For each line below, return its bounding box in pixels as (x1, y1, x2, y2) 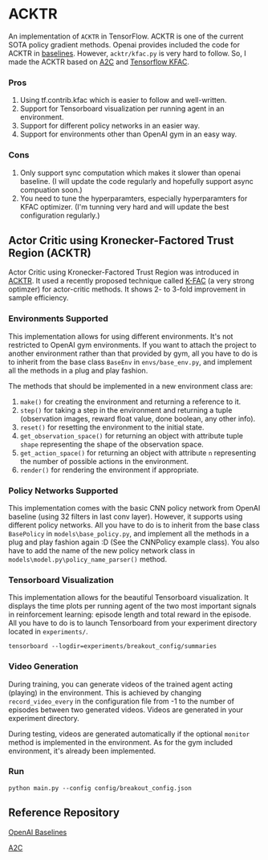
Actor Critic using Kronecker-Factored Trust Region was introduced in (8, 267, 239, 277)
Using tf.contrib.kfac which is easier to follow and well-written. (19, 96, 227, 105)
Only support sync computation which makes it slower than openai (19, 168, 241, 177)
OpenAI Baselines (8, 827, 67, 837)
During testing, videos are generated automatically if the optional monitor (8, 728, 250, 739)
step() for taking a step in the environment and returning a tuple (19, 405, 233, 414)
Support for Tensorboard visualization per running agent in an (19, 104, 225, 113)
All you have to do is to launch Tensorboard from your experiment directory (8, 618, 258, 628)
